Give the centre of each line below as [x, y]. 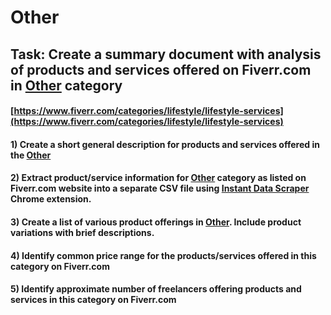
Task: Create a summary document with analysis [166, 54]
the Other [31, 155]
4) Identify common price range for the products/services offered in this [163, 255]
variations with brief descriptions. [82, 232]
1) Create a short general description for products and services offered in [165, 144]
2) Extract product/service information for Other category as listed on [158, 178]
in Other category [66, 85]
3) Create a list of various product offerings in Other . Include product [156, 222]
